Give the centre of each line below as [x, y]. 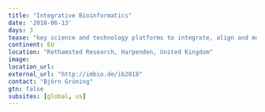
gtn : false [26, 89]
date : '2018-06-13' [40, 23]
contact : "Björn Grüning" [50, 81]
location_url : [32, 67]
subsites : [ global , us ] [47, 96]
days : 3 [21, 30]
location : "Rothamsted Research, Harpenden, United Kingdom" [111, 52]
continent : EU [32, 45]
